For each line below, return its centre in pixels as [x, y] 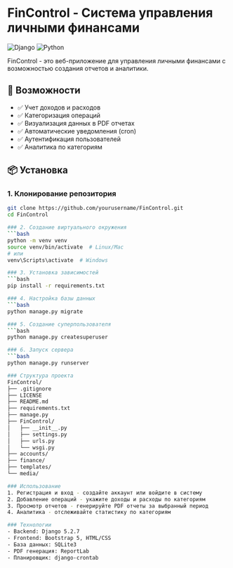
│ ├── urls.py [31, 441]
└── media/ [23, 474]
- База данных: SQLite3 [42, 544]
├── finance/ [26, 461]
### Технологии [29, 525]
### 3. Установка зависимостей [53, 273]
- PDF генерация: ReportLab [48, 551]
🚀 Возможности [44, 90]
